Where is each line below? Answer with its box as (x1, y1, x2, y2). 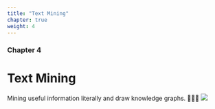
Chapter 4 (7, 45, 42, 55)
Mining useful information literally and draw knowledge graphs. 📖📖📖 (7, 94, 199, 103)
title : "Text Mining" (7, 10, 69, 17)
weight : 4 (7, 23, 36, 29)
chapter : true (7, 16, 48, 23)
